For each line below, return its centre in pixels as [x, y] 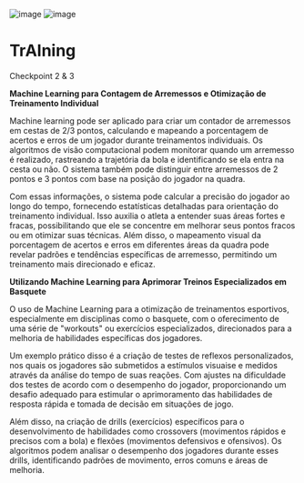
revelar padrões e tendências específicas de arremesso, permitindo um [143, 254]
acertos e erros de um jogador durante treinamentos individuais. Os [137, 140]
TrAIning [43, 51]
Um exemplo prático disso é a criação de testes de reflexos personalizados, [152, 356]
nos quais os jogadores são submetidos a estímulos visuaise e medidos [143, 365]
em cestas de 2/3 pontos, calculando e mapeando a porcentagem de [139, 130]
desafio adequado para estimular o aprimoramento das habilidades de [141, 394]
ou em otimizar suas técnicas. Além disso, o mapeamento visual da [136, 235]
